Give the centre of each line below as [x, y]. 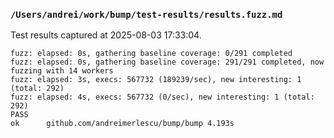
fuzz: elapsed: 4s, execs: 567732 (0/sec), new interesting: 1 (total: [162, 97]
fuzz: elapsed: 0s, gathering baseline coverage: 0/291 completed [151, 54]
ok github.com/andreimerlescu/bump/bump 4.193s [122, 124]
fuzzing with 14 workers [62, 71]
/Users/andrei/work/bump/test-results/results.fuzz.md [146, 14]
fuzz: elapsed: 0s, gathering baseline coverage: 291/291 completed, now [167, 62]
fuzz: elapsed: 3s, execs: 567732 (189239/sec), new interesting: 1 [156, 80]
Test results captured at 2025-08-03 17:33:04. [106, 35]
